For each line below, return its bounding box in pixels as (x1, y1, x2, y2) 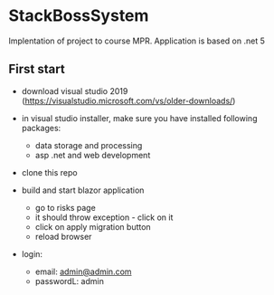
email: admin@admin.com (34, 266, 132, 277)
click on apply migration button (34, 221, 151, 232)
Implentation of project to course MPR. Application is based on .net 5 (8, 35, 266, 46)
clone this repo (21, 167, 78, 177)
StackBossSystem (8, 5, 149, 26)
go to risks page (34, 202, 96, 213)
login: (21, 248, 43, 259)
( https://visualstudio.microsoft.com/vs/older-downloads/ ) (21, 95, 236, 106)
